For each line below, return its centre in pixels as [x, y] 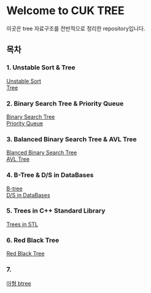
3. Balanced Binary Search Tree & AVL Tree [72, 139]
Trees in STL [22, 224]
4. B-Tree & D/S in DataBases [50, 175]
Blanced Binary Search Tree [42, 153]
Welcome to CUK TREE [65, 11]
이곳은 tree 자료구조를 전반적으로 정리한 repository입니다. [76, 28]
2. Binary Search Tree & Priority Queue [65, 103]
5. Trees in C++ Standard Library [56, 211]
